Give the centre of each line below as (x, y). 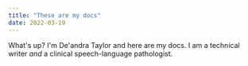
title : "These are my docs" (55, 15)
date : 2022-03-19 (37, 23)
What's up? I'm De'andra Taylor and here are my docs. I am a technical (124, 45)
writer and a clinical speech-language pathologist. (91, 53)
